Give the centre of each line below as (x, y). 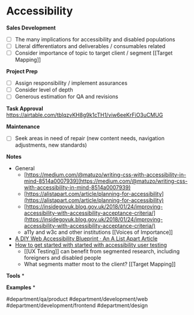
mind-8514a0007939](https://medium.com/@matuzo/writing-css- (106, 181)
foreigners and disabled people (62, 258)
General (25, 168)
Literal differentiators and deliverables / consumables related (90, 46)
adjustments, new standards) (51, 145)
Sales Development (31, 28)
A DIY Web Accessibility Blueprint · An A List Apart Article (86, 239)
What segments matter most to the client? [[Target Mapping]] (100, 264)
